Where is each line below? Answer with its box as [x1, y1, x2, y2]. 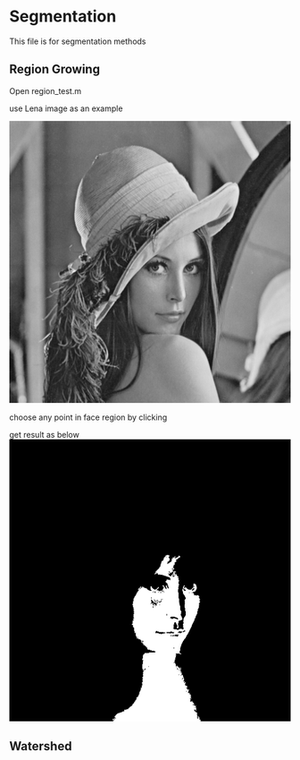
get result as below [9, 429, 80, 440]
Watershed [9, 739, 72, 754]
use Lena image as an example [9, 103, 123, 114]
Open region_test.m [9, 85, 82, 96]
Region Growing [9, 62, 101, 77]
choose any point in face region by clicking [9, 412, 168, 423]
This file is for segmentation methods [9, 36, 146, 47]
